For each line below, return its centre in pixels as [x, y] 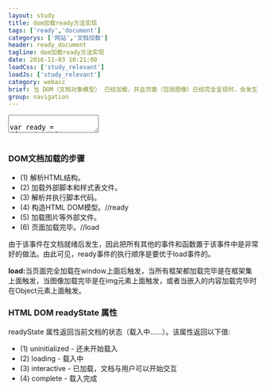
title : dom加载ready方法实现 [53, 23]
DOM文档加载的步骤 [47, 159]
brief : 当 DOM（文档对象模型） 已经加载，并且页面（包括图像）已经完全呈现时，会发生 [133, 89]
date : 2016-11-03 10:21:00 [53, 60]
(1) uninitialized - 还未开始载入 [69, 348]
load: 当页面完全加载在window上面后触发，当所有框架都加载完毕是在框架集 [130, 270]
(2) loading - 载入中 [52, 358]
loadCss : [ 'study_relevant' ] [56, 67]
